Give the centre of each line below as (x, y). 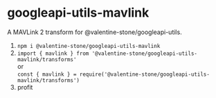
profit (25, 87)
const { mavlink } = (47, 74)
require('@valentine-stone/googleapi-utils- (144, 74)
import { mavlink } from (53, 54)
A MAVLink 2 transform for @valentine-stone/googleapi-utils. (94, 32)
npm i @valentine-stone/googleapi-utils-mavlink (89, 46)
